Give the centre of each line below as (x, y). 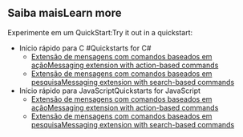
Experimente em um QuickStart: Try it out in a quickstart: (100, 32)
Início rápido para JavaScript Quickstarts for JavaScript (110, 91)
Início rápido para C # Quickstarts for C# (85, 48)
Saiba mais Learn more (65, 13)
